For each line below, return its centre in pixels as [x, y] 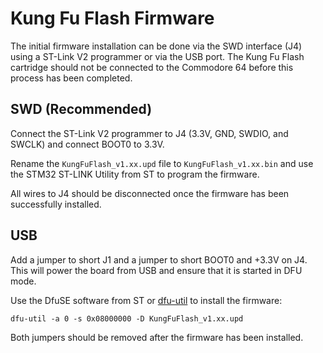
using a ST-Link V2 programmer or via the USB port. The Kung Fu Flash [157, 56]
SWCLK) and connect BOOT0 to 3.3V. [87, 144]
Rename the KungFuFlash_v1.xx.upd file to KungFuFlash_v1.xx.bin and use [162, 163]
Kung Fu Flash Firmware [112, 18]
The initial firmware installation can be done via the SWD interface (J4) [156, 46]
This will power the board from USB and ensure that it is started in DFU [156, 270]
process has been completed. [71, 78]
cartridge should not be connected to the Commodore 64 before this [152, 67]
